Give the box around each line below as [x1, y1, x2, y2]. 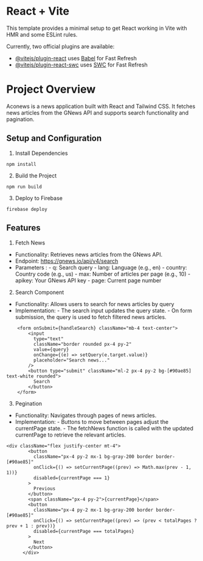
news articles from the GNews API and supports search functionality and [6, 109, 189, 116]
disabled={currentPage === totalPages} [33, 528, 135, 534]
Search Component [15, 288, 64, 296]
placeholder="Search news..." [33, 357, 111, 363]
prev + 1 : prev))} [6, 523, 56, 529]
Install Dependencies [15, 149, 68, 157]
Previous [33, 485, 56, 491]
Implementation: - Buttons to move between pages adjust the [15, 418, 169, 425]
